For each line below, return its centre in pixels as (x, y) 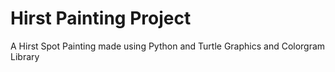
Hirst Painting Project (101, 18)
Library (25, 56)
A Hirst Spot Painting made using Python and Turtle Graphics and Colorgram (168, 46)
